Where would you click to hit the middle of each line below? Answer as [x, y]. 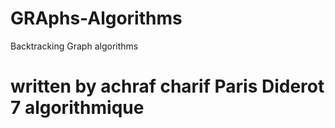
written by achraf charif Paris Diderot [167, 86]
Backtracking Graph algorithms [74, 46]
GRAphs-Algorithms [96, 18]
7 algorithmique [77, 108]
